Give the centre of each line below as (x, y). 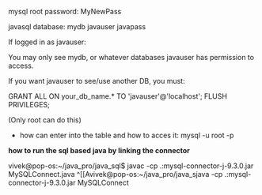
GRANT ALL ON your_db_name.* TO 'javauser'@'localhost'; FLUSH (118, 96)
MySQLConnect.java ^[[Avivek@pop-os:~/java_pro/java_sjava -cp (116, 174)
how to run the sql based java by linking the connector (99, 150)
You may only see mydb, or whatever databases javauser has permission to (131, 57)
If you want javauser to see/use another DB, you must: (97, 81)
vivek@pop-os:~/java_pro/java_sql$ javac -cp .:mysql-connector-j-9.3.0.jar (131, 166)
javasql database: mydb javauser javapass (77, 26)
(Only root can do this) (45, 120)
